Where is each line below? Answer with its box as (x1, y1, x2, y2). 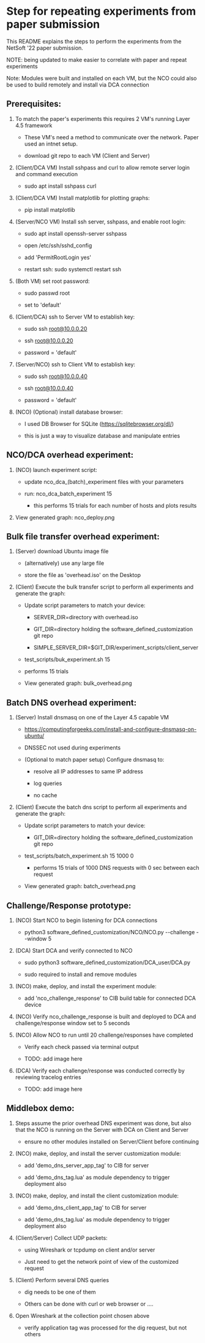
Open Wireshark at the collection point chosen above (15, 1312, 150, 1319)
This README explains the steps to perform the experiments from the (6, 37, 182, 45)
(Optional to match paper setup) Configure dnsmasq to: (24, 756, 165, 764)
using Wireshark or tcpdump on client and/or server (24, 1246, 155, 1253)
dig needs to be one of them (24, 1288, 96, 1296)
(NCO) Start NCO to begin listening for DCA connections (15, 916, 158, 924)
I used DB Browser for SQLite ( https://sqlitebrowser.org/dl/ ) (24, 420, 174, 427)
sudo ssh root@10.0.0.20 (24, 325, 88, 332)
